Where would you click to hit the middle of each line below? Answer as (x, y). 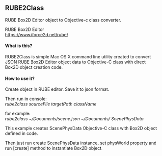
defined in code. (22, 133)
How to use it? (20, 78)
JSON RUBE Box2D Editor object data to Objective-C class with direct (76, 62)
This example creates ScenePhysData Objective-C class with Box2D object (81, 128)
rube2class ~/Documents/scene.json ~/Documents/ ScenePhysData (74, 119)
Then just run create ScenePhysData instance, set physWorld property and (81, 143)
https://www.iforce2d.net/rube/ (37, 34)
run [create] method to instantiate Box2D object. (54, 148)
